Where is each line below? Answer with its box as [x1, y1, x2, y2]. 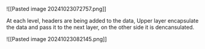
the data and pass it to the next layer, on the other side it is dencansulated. [6, 24, 195, 31]
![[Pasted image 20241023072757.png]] [6, 6, 106, 12]
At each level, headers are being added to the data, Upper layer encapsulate [6, 17, 199, 24]
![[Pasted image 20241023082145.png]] [6, 36, 107, 42]
